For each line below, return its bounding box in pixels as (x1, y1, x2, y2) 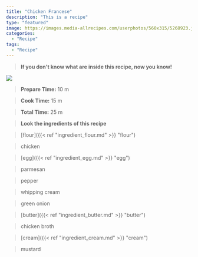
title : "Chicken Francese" (6, 8, 72, 15)
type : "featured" (6, 19, 49, 25)
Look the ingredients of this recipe (20, 120, 107, 127)
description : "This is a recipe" (6, 14, 88, 20)
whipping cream (20, 188, 60, 195)
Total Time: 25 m (20, 108, 63, 116)
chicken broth (20, 222, 55, 230)
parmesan (20, 166, 45, 173)
